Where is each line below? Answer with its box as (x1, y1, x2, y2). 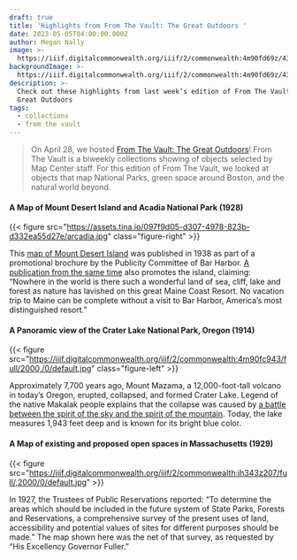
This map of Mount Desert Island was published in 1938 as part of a (9, 249, 255, 259)
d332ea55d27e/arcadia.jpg (9, 231, 109, 242)
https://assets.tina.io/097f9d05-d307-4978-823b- (65, 222, 250, 233)
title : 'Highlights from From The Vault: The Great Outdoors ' (9, 21, 247, 30)
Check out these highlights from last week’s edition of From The (17, 87, 267, 96)
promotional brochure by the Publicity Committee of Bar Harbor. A (9, 257, 250, 268)
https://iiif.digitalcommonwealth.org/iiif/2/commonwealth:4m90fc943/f (29, 354, 287, 364)
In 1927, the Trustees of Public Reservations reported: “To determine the (9, 494, 272, 504)
